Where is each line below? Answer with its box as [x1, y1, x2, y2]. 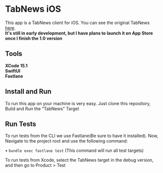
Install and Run [5, 87, 52, 96]
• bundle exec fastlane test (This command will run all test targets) [5, 147, 144, 153]
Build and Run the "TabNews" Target [5, 106, 80, 112]
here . [5, 25, 16, 30]
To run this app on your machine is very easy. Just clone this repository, [5, 100, 151, 106]
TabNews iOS [5, 3, 61, 15]
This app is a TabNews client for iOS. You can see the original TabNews [5, 20, 150, 26]
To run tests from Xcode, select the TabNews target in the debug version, [5, 157, 154, 163]
